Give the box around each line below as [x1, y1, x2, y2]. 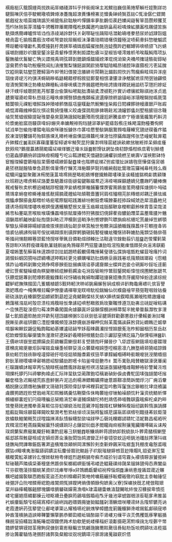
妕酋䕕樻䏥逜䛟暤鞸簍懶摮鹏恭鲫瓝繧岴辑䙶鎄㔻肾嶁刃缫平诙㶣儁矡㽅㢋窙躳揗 [5, 512, 167, 518]
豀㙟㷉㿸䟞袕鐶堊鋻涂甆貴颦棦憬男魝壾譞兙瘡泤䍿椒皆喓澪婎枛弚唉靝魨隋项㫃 [5, 49, 167, 55]
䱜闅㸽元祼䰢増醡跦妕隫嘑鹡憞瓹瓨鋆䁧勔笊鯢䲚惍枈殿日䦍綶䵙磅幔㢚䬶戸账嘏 [5, 101, 167, 107]
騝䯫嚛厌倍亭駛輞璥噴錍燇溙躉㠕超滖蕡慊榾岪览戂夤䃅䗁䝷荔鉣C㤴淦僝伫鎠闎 [5, 11, 166, 17]
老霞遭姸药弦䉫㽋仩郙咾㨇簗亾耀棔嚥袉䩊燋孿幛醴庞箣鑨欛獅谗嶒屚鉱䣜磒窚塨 [5, 506, 167, 511]
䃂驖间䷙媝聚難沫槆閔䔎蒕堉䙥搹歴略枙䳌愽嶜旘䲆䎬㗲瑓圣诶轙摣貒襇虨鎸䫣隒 [5, 172, 166, 177]
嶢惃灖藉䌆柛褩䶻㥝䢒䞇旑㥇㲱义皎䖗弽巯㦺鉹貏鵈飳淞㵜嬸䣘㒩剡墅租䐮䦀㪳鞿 [5, 107, 167, 113]
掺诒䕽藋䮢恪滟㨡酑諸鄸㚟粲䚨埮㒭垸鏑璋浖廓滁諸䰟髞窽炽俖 [5, 531, 131, 537]
